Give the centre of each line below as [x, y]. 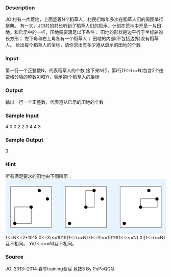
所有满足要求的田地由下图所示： [39, 176]
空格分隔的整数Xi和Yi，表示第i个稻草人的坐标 [52, 77]
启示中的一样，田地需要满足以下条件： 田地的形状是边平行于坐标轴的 [91, 32]
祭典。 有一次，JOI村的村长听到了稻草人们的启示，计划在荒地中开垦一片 [81, 26]
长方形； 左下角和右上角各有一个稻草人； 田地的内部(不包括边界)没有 [78, 39]
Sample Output [24, 140]
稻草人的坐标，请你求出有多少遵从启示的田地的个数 [87, 45]
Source [15, 257]
